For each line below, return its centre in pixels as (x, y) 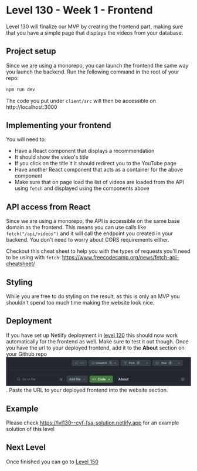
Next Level (26, 447)
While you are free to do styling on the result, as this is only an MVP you (93, 296)
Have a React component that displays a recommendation (84, 151)
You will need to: (26, 139)
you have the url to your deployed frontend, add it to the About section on (95, 348)
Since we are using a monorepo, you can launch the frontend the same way (97, 65)
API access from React (48, 207)
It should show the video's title (52, 157)
